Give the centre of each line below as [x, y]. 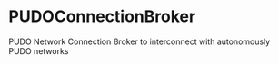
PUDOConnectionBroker [102, 17]
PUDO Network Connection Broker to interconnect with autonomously [139, 41]
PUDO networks [39, 50]
